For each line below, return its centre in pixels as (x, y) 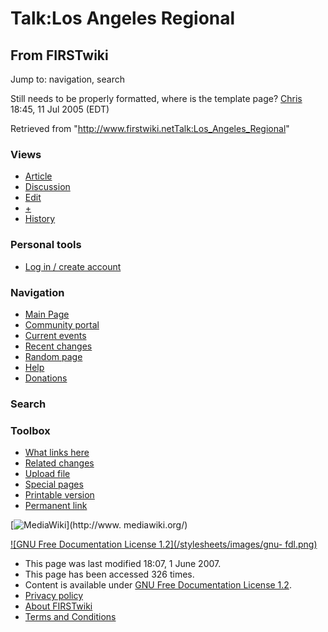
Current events (55, 335)
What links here (57, 453)
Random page (53, 356)
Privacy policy (54, 596)
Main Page (47, 314)
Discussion (47, 187)
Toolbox (30, 430)
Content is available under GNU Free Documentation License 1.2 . (158, 585)
